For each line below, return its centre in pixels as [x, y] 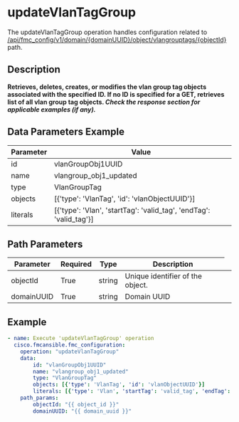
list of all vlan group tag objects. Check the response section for [104, 102]
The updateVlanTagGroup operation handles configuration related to [107, 32]
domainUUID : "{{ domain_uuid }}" [83, 411]
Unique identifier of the [164, 276]
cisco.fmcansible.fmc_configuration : [70, 345]
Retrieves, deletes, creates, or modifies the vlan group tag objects [107, 87]
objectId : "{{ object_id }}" [76, 404]
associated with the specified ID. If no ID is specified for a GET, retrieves [116, 94]
